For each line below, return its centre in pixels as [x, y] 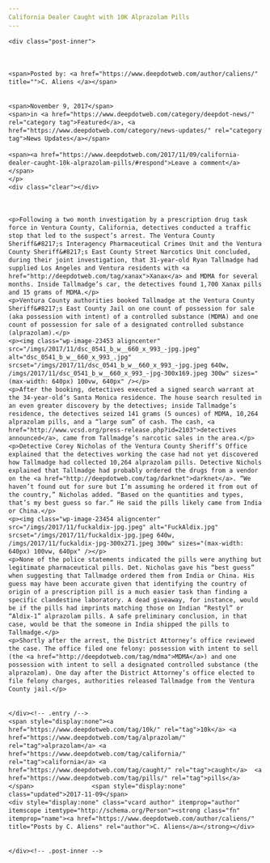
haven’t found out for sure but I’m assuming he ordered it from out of [133, 487]
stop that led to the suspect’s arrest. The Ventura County [112, 236]
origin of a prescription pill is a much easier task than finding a [128, 592]
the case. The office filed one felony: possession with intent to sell [133, 648]
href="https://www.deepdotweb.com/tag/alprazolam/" [97, 738]
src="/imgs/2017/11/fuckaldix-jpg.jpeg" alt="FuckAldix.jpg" [114, 527]
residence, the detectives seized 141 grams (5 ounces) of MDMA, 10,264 [133, 414]
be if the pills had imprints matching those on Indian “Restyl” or [126, 608]
